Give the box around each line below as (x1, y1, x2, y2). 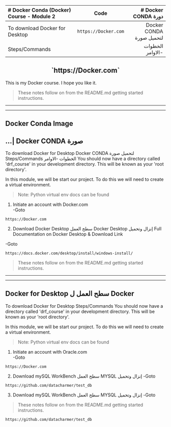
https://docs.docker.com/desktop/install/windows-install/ (5, 251, 133, 256)
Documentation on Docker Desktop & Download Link (12, 231, 123, 237)
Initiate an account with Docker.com (12, 201, 88, 208)
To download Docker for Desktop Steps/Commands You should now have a (5, 303, 163, 309)
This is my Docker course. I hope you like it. (5, 79, 97, 86)
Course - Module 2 (8, 13, 55, 20)
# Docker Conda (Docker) (8, 7, 71, 13)
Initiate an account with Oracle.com (12, 349, 88, 355)
